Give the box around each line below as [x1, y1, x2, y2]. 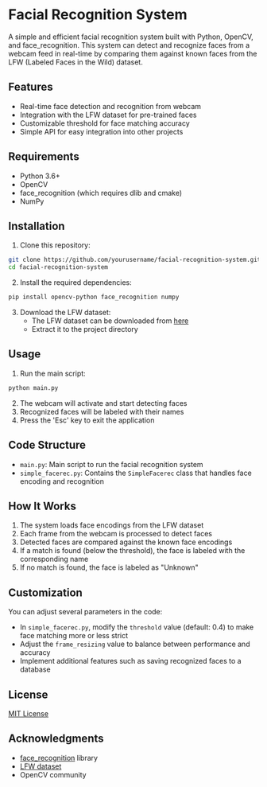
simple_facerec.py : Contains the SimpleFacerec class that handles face [19, 468, 252, 477]
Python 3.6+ [19, 171, 61, 181]
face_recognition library [19, 753, 98, 762]
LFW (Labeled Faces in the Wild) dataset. [8, 57, 143, 67]
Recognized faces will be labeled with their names [19, 407, 184, 416]
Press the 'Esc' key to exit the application [19, 415, 155, 425]
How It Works [8, 499, 77, 512]
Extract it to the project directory [31, 325, 139, 333]
